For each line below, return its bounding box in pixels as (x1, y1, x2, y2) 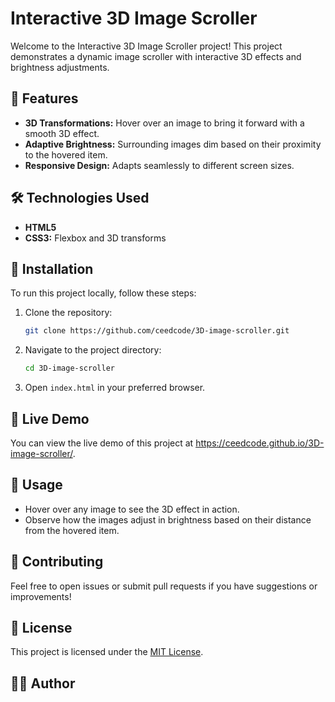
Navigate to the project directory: (24, 344, 162, 356)
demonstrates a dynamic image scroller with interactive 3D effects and (10, 50, 302, 62)
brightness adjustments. (10, 61, 110, 73)
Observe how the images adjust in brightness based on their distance (24, 513, 312, 526)
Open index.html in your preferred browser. (24, 382, 206, 394)
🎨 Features (10, 90, 79, 107)
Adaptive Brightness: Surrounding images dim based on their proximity (24, 138, 322, 150)
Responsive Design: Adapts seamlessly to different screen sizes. (24, 159, 295, 171)
